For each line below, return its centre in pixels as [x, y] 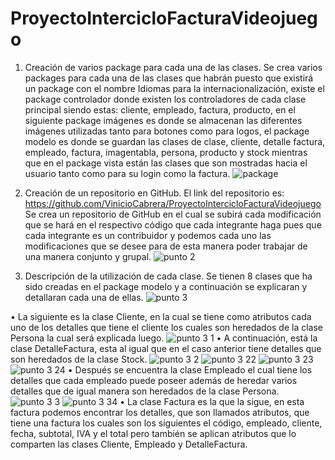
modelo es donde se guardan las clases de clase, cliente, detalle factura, [175, 141]
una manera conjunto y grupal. [88, 256]
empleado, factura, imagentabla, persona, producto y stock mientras [166, 152]
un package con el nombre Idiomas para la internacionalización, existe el [174, 88]
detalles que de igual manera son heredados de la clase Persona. [145, 391]
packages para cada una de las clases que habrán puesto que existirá [169, 78]
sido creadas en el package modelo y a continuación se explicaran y [166, 286]
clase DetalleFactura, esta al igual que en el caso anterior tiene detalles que [166, 348]
